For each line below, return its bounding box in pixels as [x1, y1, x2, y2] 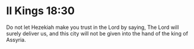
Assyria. [6, 36, 26, 43]
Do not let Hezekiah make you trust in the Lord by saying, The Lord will [6, 24, 179, 31]
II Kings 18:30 [6, 4, 75, 18]
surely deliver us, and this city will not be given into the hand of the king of [6, 30, 189, 37]
